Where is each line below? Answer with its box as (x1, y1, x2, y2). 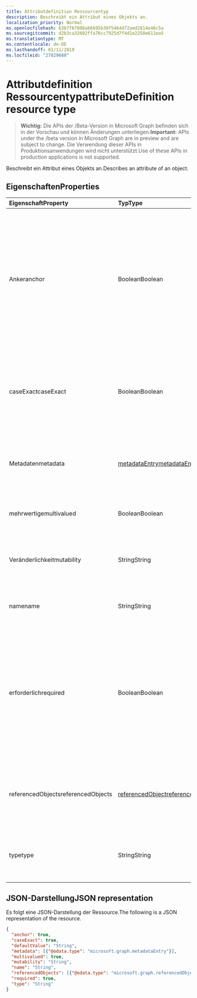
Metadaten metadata (9, 460, 65, 468)
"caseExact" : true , (11, 937, 59, 943)
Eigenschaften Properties (6, 182, 100, 192)
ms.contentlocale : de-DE (6, 42, 67, 48)
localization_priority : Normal (6, 19, 83, 25)
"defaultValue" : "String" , (11, 943, 77, 949)
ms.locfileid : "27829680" (6, 52, 69, 58)
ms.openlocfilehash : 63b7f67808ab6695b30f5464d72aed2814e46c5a (6, 25, 164, 31)
